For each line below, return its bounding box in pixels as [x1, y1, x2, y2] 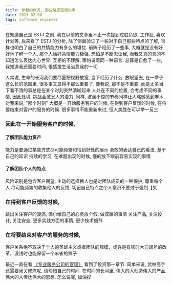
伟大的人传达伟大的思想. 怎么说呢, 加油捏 [5, 274, 91, 280]
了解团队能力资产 [5, 134, 41, 140]
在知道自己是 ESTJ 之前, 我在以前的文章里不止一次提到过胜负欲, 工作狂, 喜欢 [5, 32, 165, 38]
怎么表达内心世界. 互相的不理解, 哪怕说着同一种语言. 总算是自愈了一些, [14, 57, 162, 63]
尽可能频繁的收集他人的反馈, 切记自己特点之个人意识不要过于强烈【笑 [11, 184, 157, 190]
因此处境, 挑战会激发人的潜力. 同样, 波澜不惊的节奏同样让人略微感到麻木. [12, 94, 165, 100]
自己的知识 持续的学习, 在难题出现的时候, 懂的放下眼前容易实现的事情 [5, 153, 151, 159]
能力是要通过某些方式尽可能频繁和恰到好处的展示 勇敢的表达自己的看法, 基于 [5, 146, 166, 152]
